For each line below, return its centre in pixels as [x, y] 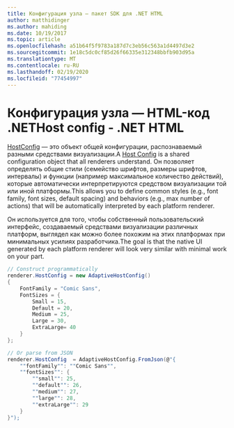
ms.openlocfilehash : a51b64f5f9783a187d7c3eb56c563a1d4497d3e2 [101, 46]
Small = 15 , [50, 301]
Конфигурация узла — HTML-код [109, 113]
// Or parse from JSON [40, 353]
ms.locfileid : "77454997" [45, 78]
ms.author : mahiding [37, 26]
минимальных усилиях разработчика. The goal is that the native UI [105, 241]
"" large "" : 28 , [54, 398]
